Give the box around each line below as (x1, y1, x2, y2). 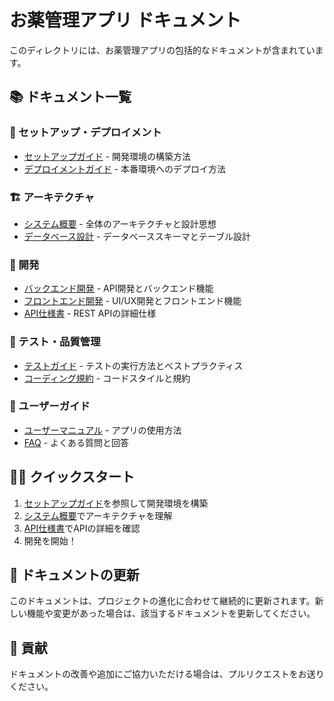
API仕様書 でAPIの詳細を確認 (23, 522, 141, 534)
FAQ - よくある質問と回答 (23, 436, 130, 448)
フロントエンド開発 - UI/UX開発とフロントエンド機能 (23, 295, 242, 307)
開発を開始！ (23, 534, 77, 546)
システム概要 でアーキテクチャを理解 (23, 509, 173, 521)
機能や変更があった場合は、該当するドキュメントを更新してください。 (26, 607, 316, 620)
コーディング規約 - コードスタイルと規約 (23, 372, 191, 384)
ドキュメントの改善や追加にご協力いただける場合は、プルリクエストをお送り (9, 668, 325, 680)
